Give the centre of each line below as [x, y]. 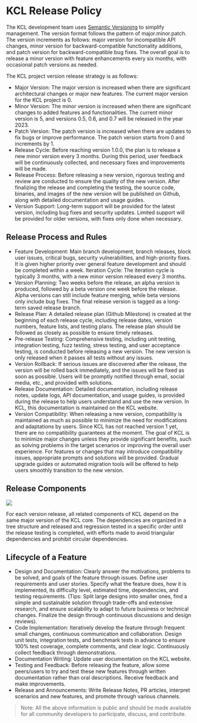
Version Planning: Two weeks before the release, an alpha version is [97, 282]
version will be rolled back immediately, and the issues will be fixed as [99, 370]
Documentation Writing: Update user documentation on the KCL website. [103, 659]
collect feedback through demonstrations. [65, 653]
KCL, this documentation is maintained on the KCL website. [86, 408]
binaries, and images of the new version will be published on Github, [97, 194]
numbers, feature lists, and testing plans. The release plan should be [98, 326]
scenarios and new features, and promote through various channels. [97, 697]
